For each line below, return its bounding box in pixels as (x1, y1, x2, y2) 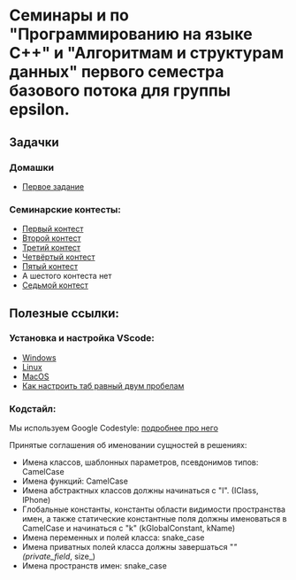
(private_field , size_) (21, 551, 95, 562)
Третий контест (21, 243, 81, 253)
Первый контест (21, 223, 84, 235)
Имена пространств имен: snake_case (21, 561, 168, 571)
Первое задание (21, 181, 85, 191)
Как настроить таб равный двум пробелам (21, 380, 185, 391)
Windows (21, 352, 57, 363)
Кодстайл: (9, 402, 57, 414)
